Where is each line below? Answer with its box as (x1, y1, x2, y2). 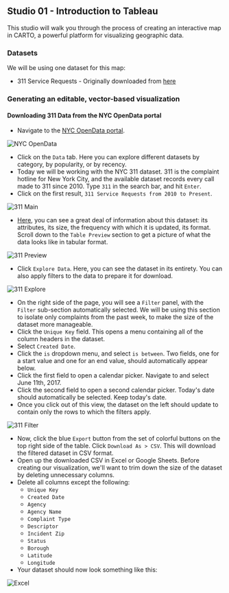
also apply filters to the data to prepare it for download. (16, 272, 173, 280)
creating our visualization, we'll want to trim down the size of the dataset (16, 463, 223, 472)
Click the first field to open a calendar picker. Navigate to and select (16, 371, 209, 380)
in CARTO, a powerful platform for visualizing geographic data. (7, 31, 184, 39)
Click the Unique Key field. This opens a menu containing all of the (16, 327, 204, 336)
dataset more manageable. (16, 321, 93, 329)
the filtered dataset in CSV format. (16, 449, 114, 457)
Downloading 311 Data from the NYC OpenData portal (7, 111, 162, 119)
